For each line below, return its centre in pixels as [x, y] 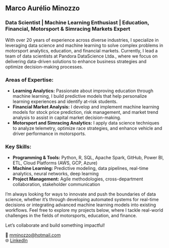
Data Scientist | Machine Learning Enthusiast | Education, [77, 23]
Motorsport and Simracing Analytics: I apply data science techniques [86, 122]
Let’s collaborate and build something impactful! [55, 225]
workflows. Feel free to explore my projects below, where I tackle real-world [84, 210]
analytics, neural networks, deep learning [56, 174]
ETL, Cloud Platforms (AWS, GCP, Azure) [55, 163]
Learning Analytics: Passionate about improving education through [83, 91]
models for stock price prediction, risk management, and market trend [85, 112]
